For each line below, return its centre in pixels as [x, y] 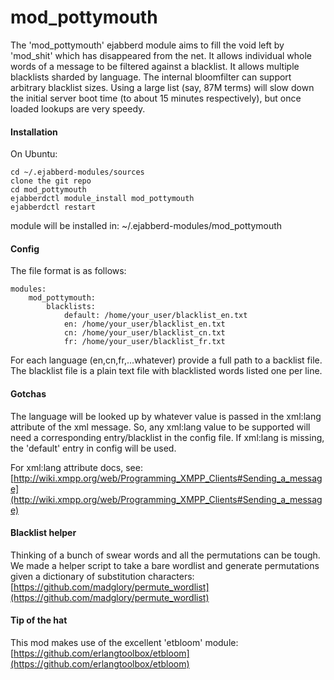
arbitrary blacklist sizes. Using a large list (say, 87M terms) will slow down [162, 87]
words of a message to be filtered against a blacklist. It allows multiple [155, 66]
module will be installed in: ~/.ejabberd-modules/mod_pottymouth [146, 226]
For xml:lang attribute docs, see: [76, 467]
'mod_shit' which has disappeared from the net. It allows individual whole [161, 55]
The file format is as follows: [68, 271]
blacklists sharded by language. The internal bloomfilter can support [151, 77]
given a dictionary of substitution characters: [102, 576]
